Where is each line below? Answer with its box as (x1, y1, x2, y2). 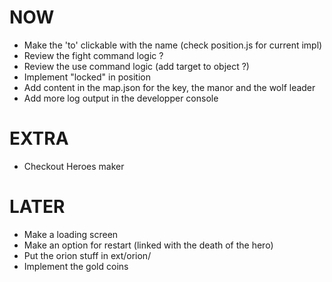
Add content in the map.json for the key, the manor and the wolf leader (23, 81, 316, 93)
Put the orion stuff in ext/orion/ (23, 249, 152, 261)
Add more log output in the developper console (23, 92, 219, 104)
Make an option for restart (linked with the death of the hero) (23, 239, 274, 251)
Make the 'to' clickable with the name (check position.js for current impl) (23, 39, 323, 51)
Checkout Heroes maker (23, 160, 125, 172)
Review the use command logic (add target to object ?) (23, 60, 250, 72)
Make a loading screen (23, 228, 119, 240)
